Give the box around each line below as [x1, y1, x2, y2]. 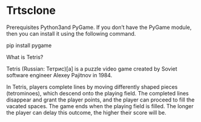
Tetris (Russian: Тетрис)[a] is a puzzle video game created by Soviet [6, 65, 177, 72]
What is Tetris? [6, 53, 44, 60]
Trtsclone [6, 4, 56, 18]
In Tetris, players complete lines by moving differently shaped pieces [6, 83, 178, 91]
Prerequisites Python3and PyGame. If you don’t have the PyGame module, [6, 24, 192, 31]
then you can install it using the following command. [6, 30, 136, 37]
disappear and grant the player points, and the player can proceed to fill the [6, 96, 195, 103]
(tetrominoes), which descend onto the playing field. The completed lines [6, 89, 189, 97]
